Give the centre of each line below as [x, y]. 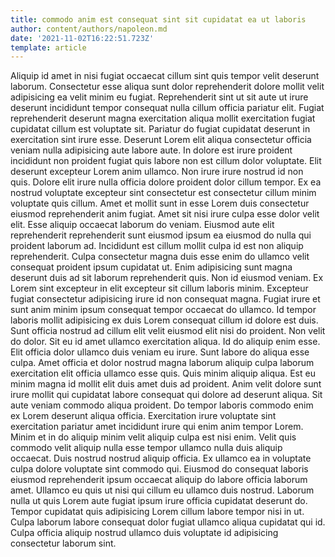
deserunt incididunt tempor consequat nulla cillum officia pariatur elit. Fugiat [167, 108]
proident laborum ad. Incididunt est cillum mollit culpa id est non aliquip [157, 246]
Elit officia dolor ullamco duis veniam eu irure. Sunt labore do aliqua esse [160, 352]
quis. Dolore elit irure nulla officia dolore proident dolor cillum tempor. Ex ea [166, 182]
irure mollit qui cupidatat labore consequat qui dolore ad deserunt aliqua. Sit [166, 395]
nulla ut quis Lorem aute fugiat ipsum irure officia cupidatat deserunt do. [159, 501]
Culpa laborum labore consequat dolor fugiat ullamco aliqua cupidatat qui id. [168, 522]
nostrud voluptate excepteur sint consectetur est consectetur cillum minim [163, 193]
